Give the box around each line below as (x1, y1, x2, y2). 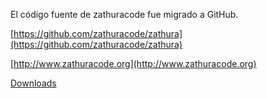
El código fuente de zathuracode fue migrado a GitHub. (10, 9, 239, 20)
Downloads (10, 77, 57, 89)
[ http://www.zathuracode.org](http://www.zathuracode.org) (10, 58, 257, 69)
